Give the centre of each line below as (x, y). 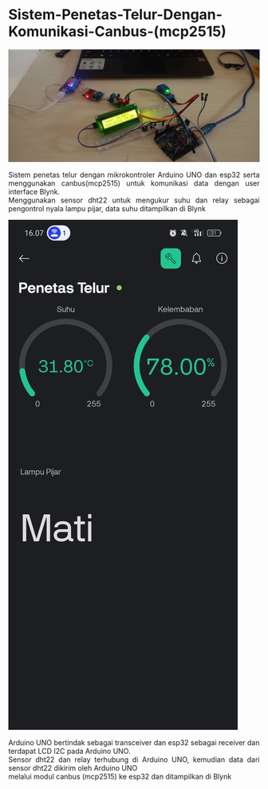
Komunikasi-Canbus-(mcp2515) (118, 31)
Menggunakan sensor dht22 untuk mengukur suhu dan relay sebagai (134, 200)
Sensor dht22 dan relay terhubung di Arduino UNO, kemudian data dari (134, 760)
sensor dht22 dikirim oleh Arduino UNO (73, 768)
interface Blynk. (34, 192)
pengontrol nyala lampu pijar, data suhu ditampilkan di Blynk (107, 209)
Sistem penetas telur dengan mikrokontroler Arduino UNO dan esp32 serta (134, 175)
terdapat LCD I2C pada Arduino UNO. (69, 752)
